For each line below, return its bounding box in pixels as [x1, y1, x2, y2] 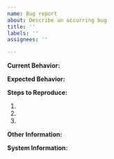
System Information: [7, 144, 68, 152]
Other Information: [7, 130, 63, 139]
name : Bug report [7, 10, 58, 17]
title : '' [7, 23, 36, 30]
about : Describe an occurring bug [7, 17, 108, 24]
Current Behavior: [7, 61, 60, 70]
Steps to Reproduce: [7, 89, 68, 97]
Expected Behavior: [7, 75, 65, 84]
